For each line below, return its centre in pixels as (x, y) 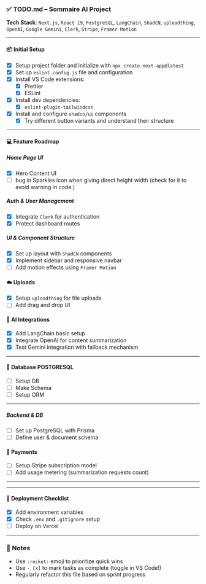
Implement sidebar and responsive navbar (69, 260)
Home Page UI (25, 158)
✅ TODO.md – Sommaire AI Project (59, 9)
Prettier (34, 86)
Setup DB (27, 381)
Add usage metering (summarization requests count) (82, 472)
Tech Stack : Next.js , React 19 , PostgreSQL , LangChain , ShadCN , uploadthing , (101, 23)
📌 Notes (18, 548)
